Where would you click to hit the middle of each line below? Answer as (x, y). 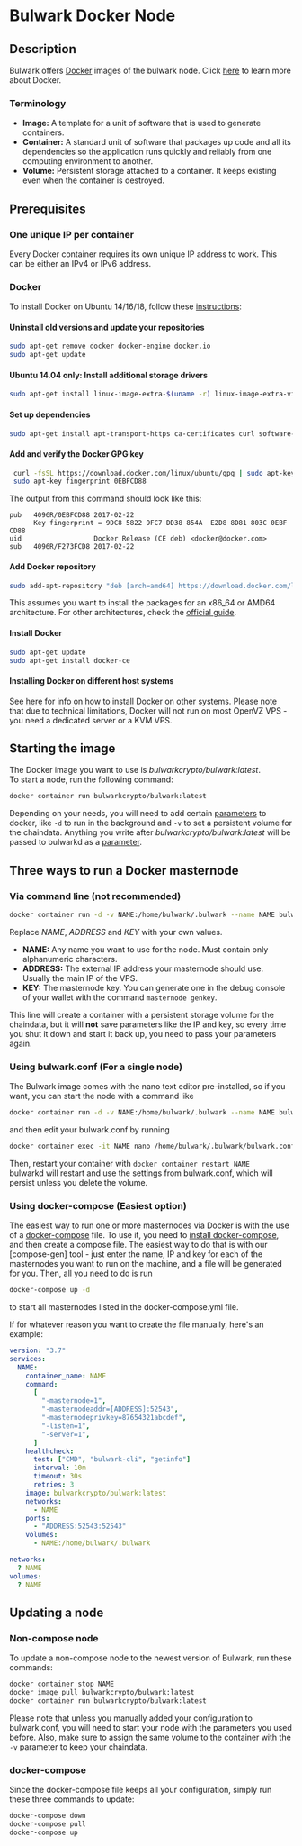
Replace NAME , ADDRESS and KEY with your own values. (116, 932)
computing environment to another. (88, 161)
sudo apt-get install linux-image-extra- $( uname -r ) (110, 394)
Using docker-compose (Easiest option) (98, 1205)
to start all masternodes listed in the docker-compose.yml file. (124, 1307)
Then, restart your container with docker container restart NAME (129, 1163)
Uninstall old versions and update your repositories (107, 327)
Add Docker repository (53, 566)
